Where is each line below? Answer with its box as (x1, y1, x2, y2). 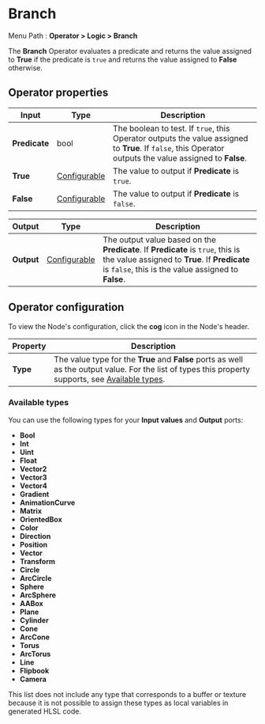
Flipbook (19, 665, 50, 675)
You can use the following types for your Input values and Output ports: (8, 415, 244, 424)
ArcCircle (19, 573, 52, 582)
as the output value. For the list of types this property (54, 363, 251, 374)
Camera (19, 674, 47, 684)
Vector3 (19, 472, 47, 482)
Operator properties (8, 86, 109, 100)
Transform (19, 556, 55, 566)
